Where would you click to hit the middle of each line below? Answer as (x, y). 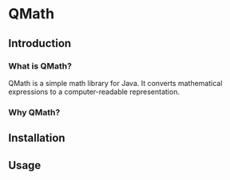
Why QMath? (34, 112)
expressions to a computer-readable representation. (94, 92)
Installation (37, 138)
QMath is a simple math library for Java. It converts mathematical (115, 83)
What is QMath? (40, 66)
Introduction (40, 43)
